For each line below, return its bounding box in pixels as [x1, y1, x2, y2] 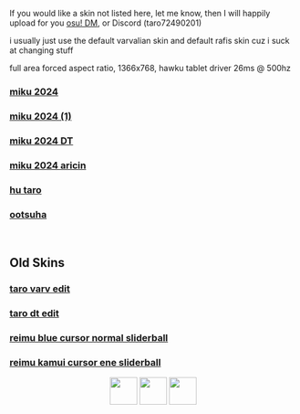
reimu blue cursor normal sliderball [9, 332, 169, 345]
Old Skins [9, 255, 66, 271]
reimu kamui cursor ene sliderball [9, 356, 161, 368]
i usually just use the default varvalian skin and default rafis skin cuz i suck [9, 36, 290, 46]
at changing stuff [9, 45, 74, 56]
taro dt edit [9, 307, 59, 320]
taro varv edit [9, 282, 70, 295]
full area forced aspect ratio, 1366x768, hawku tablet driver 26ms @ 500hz [9, 63, 292, 73]
